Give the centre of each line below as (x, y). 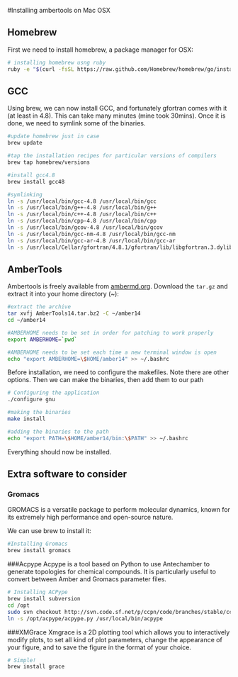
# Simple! (22, 660)
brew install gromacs (39, 551)
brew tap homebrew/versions (49, 162)
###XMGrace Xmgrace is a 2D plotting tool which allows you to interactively (119, 632)
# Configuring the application (53, 393)
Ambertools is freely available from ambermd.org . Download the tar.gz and (118, 286)
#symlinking (25, 194)
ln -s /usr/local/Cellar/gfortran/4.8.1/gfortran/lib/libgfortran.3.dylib (120, 247)
